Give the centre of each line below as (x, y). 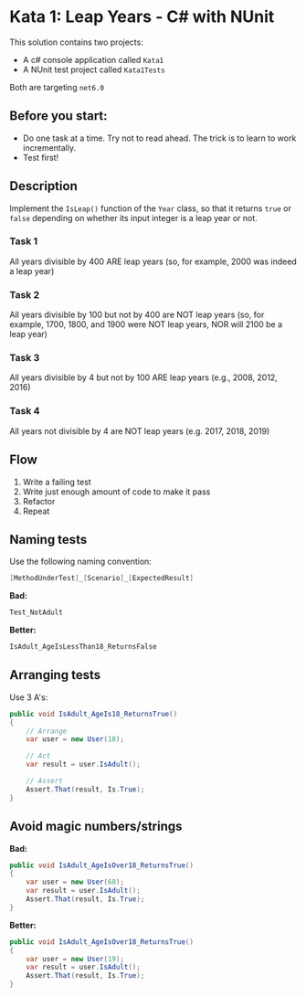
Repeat (36, 511)
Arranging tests (55, 675)
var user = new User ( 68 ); (75, 882)
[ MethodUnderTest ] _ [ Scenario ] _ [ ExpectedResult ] (102, 578)
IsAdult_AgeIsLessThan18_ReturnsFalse (83, 647)
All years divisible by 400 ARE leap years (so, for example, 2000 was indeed (153, 261)
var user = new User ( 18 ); (75, 739)
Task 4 (25, 411)
